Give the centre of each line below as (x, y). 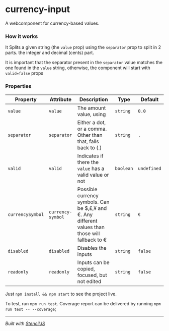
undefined (150, 168)
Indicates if (90, 156)
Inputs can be (93, 262)
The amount (92, 108)
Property (26, 99)
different (87, 220)
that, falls (88, 141)
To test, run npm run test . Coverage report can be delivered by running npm (83, 303)
